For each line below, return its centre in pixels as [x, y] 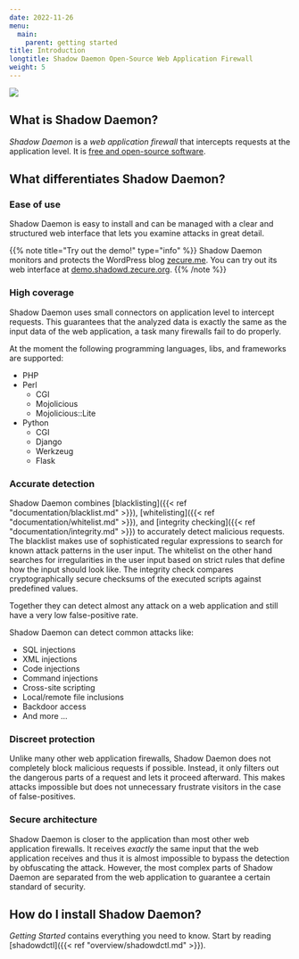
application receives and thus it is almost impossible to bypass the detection [149, 858]
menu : [19, 26]
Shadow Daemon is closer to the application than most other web [129, 839]
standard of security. [48, 886]
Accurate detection [52, 484]
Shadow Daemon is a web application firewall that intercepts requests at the [150, 141]
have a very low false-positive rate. [74, 615]
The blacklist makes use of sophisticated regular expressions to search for [146, 541]
